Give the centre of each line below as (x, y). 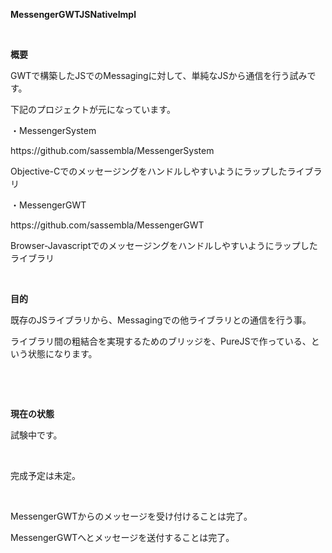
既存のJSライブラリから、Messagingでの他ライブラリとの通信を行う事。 (161, 320)
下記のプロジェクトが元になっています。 (93, 109)
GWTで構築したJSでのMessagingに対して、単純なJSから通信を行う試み (159, 75)
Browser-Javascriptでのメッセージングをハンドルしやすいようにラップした (164, 245)
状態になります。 (62, 353)
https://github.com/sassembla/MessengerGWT (107, 225)
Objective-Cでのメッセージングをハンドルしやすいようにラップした (149, 171)
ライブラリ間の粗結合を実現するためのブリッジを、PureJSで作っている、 (161, 341)
